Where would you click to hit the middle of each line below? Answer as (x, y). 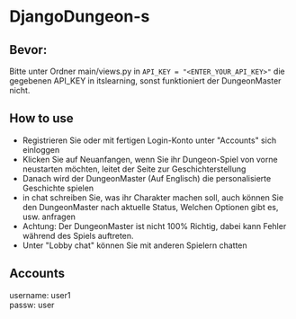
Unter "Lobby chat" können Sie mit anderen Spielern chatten (135, 245)
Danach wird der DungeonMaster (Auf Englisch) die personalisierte (147, 178)
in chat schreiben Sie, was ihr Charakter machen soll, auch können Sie (153, 197)
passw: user (32, 305)
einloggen (41, 149)
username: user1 (40, 295)
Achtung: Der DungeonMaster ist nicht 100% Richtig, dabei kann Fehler (154, 226)
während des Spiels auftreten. (78, 235)
